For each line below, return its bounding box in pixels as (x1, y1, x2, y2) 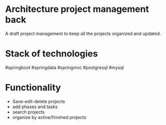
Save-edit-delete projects (12, 98, 65, 104)
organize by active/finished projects (12, 114, 86, 120)
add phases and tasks (12, 104, 58, 110)
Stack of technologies (5, 48, 98, 59)
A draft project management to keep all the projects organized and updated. (5, 30, 161, 36)
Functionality (5, 82, 61, 93)
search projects (12, 109, 45, 115)
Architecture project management (5, 3, 149, 15)
